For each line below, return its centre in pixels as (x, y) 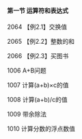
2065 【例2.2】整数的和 (41, 42)
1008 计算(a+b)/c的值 (37, 100)
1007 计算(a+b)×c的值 (38, 85)
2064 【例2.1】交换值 (37, 27)
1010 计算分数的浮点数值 (41, 129)
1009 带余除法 (27, 114)
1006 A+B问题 (27, 71)
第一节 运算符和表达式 (38, 10)
